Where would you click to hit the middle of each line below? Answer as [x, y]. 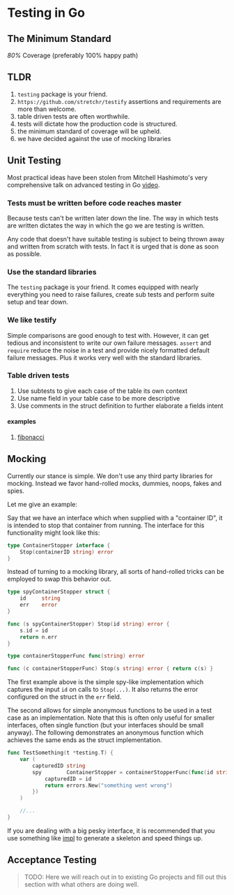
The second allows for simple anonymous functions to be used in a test [110, 711]
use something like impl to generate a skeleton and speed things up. [105, 838]
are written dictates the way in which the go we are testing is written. [106, 225]
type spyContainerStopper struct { [59, 592]
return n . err [39, 637]
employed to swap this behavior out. [60, 579]
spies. [16, 491]
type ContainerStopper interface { [59, 545]
